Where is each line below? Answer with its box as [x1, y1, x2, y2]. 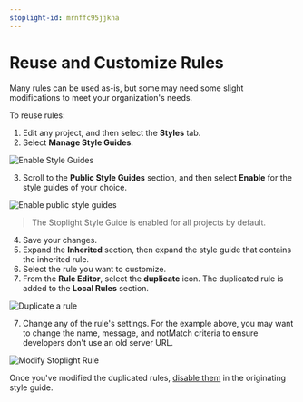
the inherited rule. [22, 253, 89, 264]
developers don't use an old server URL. [22, 337, 174, 348]
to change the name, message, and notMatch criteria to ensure [22, 328, 259, 338]
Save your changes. [22, 234, 98, 245]
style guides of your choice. [22, 181, 128, 192]
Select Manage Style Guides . [22, 137, 134, 148]
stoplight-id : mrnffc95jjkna [9, 13, 120, 23]
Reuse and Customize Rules [9, 52, 224, 73]
